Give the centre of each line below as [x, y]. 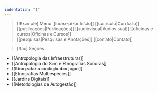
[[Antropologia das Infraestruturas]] [48, 58]
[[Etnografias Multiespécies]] [41, 73]
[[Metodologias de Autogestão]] [44, 84]
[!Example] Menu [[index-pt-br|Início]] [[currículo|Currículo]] [78, 23]
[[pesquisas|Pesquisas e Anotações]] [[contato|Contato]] [75, 39]
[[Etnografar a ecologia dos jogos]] [47, 69]
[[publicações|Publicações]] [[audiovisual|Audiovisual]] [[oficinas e [85, 29]
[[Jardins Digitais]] [30, 79]
